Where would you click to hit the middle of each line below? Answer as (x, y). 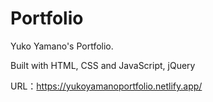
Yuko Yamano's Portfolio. (62, 46)
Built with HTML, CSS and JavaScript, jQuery (103, 65)
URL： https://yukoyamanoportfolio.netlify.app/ (106, 86)
